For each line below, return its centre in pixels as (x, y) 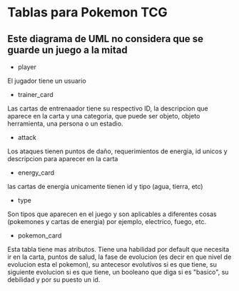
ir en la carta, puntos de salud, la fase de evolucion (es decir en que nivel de (119, 257)
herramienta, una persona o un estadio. (65, 123)
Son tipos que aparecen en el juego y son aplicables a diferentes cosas (112, 214)
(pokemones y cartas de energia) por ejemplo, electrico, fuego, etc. (107, 221)
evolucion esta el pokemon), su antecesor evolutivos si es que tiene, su (112, 264)
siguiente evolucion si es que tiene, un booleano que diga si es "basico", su (118, 272)
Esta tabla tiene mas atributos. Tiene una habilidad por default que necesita (118, 249)
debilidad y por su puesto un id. (54, 280)
